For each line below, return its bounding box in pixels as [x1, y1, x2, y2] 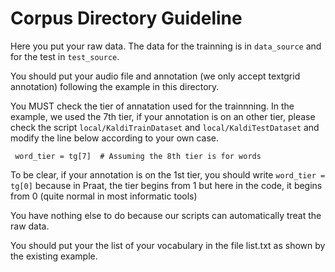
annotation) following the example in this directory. [10, 80, 220, 92]
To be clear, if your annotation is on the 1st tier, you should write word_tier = [10, 168, 326, 181]
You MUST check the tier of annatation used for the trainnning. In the [10, 100, 295, 112]
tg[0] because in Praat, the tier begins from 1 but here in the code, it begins [10, 179, 323, 191]
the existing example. [10, 250, 98, 262]
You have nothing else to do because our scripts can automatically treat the [10, 209, 322, 221]
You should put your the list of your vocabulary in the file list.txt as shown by [10, 239, 326, 251]
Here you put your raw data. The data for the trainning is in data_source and [10, 40, 322, 52]
